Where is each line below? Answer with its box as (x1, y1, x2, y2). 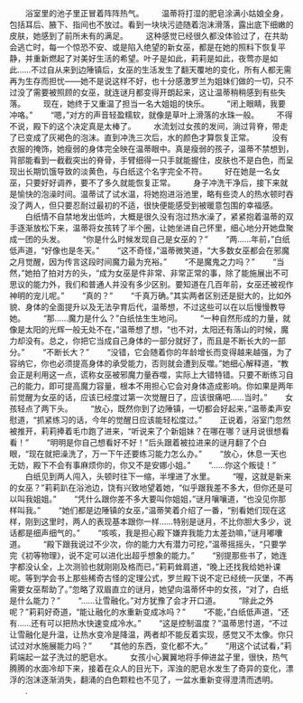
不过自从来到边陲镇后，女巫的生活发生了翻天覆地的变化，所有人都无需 (31, 64, 292, 75)
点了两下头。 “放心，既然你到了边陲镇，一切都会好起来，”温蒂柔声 (24, 403, 284, 414)
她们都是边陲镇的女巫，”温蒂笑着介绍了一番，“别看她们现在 (61, 505, 279, 515)
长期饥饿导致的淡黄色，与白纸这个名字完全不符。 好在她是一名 (24, 166, 272, 176)
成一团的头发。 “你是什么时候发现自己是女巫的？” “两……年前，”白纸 (9, 234, 290, 244)
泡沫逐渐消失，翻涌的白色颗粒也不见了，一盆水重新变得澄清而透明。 (24, 674, 278, 685)
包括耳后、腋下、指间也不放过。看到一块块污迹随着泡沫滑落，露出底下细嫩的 (9, 19, 294, 30)
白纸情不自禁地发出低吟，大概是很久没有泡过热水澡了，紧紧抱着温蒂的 (24, 211, 286, 221)
